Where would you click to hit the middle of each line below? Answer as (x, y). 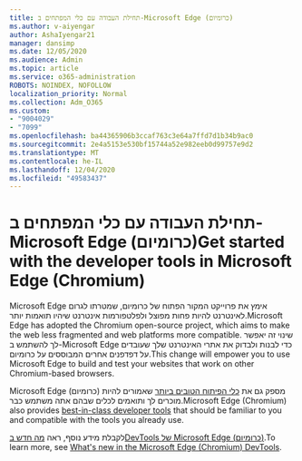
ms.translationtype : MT (54, 152)
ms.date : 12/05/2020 (49, 52)
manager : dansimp (42, 43)
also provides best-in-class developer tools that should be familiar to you (146, 410)
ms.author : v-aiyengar (52, 26)
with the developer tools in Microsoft (151, 262)
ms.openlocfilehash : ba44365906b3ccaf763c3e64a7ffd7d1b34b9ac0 (132, 136)
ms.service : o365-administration (73, 77)
